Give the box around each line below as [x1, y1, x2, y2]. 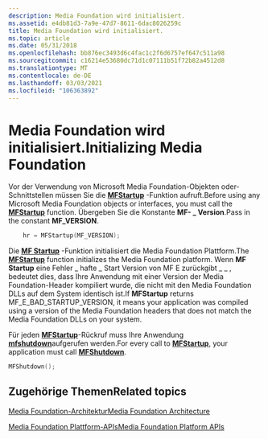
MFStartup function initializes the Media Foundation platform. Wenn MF [8, 255, 247, 265]
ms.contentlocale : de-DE [8, 72, 92, 80]
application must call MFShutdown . [8, 347, 127, 357]
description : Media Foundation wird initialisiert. [8, 11, 185, 20]
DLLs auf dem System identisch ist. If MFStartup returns [8, 289, 195, 298]
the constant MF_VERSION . [8, 216, 99, 226]
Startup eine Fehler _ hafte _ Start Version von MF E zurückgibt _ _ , [8, 263, 232, 273]
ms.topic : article [8, 34, 70, 43]
